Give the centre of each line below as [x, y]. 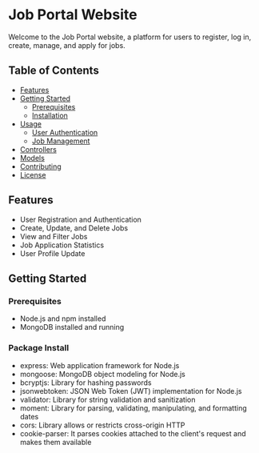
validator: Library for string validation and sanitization [108, 399]
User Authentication [65, 132]
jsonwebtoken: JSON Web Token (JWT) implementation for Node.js [131, 391]
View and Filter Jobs [54, 236]
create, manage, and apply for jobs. [67, 45]
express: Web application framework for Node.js [100, 365]
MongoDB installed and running [72, 327]
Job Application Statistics [62, 245]
